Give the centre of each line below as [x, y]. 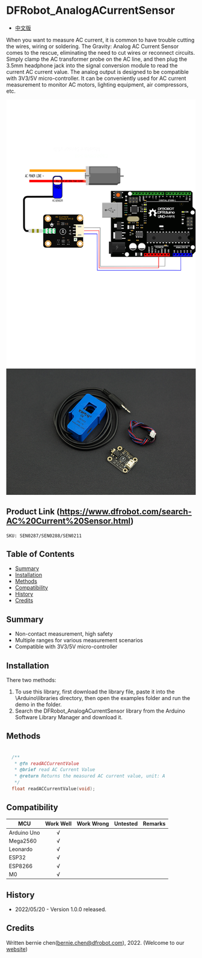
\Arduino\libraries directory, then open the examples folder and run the [103, 698]
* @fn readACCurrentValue [47, 763]
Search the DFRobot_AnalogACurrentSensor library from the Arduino [100, 711]
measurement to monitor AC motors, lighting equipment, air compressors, [97, 84]
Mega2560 [23, 841]
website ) [17, 949]
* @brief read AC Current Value [55, 770]
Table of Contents [41, 554]
